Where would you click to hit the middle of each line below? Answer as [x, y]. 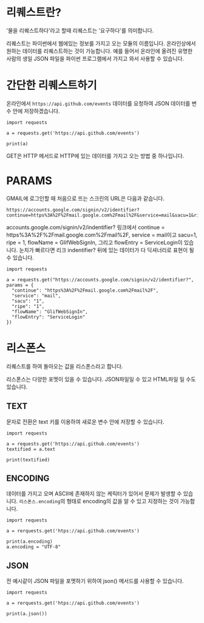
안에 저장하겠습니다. [36, 111]
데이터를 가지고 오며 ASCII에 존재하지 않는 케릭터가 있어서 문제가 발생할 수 [94, 494]
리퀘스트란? [34, 12]
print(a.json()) [27, 614]
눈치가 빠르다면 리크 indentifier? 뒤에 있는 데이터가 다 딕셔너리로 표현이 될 [107, 250]
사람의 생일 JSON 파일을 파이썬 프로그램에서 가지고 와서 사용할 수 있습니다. [95, 58]
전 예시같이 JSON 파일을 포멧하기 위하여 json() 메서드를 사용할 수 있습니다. [95, 581]
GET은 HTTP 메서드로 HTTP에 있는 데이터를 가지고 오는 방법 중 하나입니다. [95, 156]
